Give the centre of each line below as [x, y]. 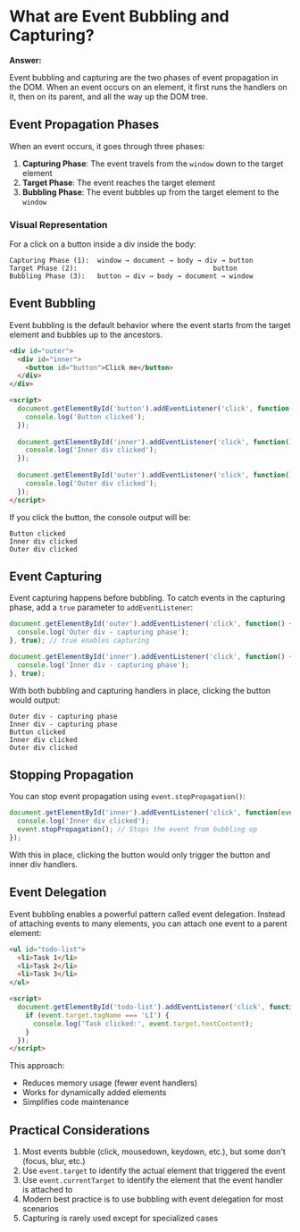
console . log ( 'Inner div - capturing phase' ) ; [104, 665]
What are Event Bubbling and [119, 17]
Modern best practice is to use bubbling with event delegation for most [153, 1199]
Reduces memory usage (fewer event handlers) [110, 1083]
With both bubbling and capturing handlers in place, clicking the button [140, 690]
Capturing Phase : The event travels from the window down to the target [153, 164]
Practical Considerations [79, 1130]
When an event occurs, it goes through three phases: [107, 146]
